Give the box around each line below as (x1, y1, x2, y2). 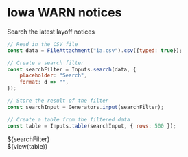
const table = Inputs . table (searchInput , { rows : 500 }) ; (7, 122, 176, 130)
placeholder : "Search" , (19, 72, 88, 80)
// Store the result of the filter (7, 97, 109, 104)
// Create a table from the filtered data (7, 116, 130, 123)
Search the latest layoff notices (7, 27, 95, 36)
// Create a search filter (7, 60, 84, 67)
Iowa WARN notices (7, 5, 122, 21)
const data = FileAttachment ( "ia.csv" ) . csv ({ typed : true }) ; (7, 47, 183, 54)
